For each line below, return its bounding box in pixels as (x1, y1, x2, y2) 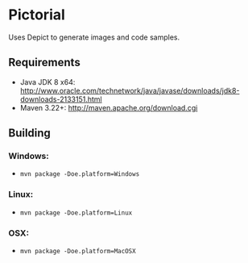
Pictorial (8, 6, 66, 24)
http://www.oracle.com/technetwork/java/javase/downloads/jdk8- (19, 86, 240, 95)
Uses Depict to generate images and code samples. (8, 32, 180, 42)
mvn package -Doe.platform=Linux (19, 208, 133, 217)
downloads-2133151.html (19, 94, 102, 104)
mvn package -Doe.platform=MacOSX (19, 248, 136, 256)
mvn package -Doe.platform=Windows (19, 170, 140, 178)
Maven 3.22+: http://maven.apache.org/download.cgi (19, 102, 198, 112)
